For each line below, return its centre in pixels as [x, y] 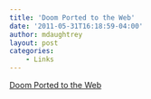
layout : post [34, 43]
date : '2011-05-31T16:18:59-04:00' [76, 26]
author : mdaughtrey [46, 34]
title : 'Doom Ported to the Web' [72, 18]
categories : [32, 51]
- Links [40, 59]
